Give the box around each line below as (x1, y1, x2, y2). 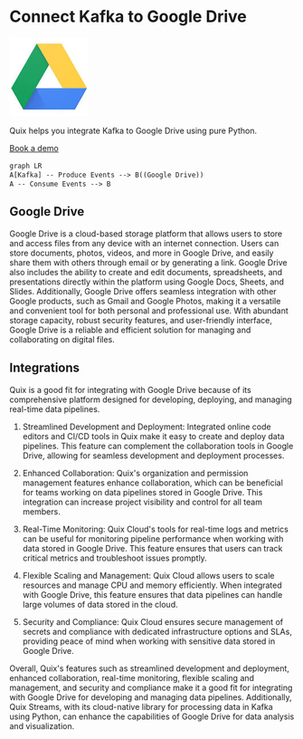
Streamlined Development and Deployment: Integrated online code (22, 421, 271, 432)
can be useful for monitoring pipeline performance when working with (22, 533, 284, 544)
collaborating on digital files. (9, 333, 115, 345)
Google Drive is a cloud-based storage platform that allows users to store (9, 228, 283, 239)
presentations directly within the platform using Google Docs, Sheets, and (9, 276, 285, 287)
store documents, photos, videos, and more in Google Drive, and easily (9, 247, 274, 258)
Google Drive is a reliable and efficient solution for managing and (9, 324, 251, 335)
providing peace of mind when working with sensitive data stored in (22, 636, 276, 647)
